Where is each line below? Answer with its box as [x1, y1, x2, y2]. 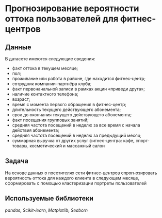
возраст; [12, 96, 31, 102]
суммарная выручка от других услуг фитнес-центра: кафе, [12, 138, 135, 144]
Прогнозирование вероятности [5, 3, 139, 14]
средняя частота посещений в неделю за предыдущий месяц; [12, 132, 142, 138]
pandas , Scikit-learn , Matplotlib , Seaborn [5, 207, 88, 213]
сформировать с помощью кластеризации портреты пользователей [5, 180, 147, 186]
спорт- [135, 138, 150, 144]
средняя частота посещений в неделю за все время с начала [12, 122, 141, 128]
